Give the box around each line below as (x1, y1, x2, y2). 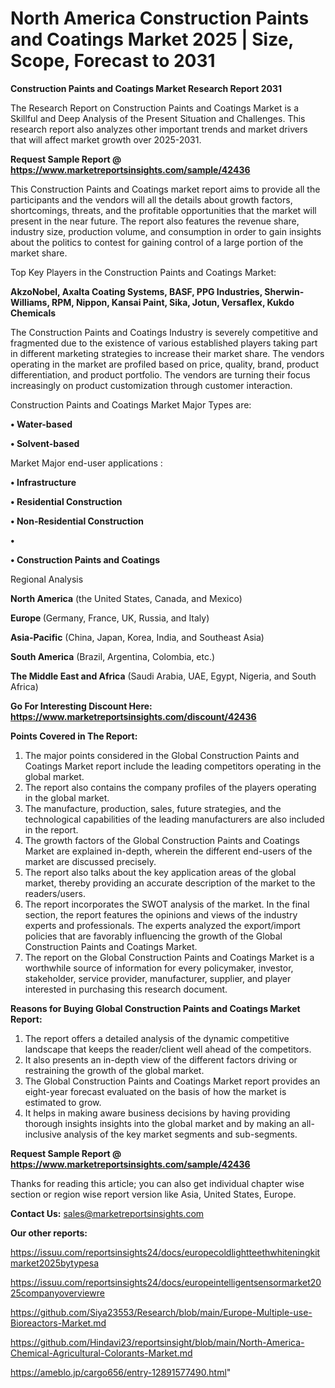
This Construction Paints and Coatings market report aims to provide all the (10, 183, 321, 195)
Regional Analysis (10, 573, 84, 585)
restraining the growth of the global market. (24, 1064, 205, 1076)
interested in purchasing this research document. (24, 983, 228, 995)
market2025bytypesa (10, 1257, 100, 1269)
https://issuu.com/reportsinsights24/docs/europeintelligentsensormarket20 (10, 1276, 322, 1288)
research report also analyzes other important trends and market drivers (10, 123, 308, 135)
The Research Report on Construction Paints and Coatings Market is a (10, 102, 299, 114)
